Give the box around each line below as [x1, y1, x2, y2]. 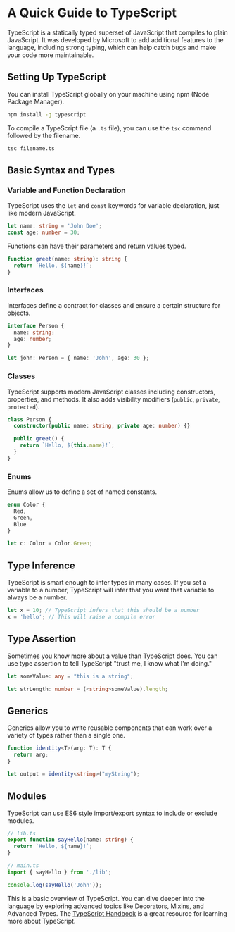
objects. [7, 309, 31, 317]
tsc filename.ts [7, 144, 55, 152]
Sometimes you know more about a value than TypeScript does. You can [7, 652, 218, 660]
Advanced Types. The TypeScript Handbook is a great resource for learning [7, 909, 227, 917]
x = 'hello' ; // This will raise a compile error [7, 614, 156, 621]
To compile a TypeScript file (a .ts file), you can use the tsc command [7, 123, 212, 132]
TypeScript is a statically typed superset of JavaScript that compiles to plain [7, 28, 229, 37]
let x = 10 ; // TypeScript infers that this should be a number [7, 607, 200, 614]
